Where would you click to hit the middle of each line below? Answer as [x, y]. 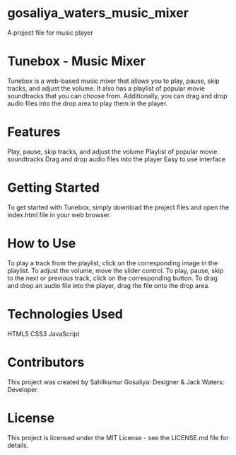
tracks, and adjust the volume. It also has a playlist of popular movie [106, 88]
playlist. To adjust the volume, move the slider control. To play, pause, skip [116, 270]
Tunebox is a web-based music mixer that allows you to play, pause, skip [114, 81]
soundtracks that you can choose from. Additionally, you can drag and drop [117, 96]
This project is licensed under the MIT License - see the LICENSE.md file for [118, 437]
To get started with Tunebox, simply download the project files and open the [118, 207]
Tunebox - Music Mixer [77, 61]
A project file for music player [51, 33]
